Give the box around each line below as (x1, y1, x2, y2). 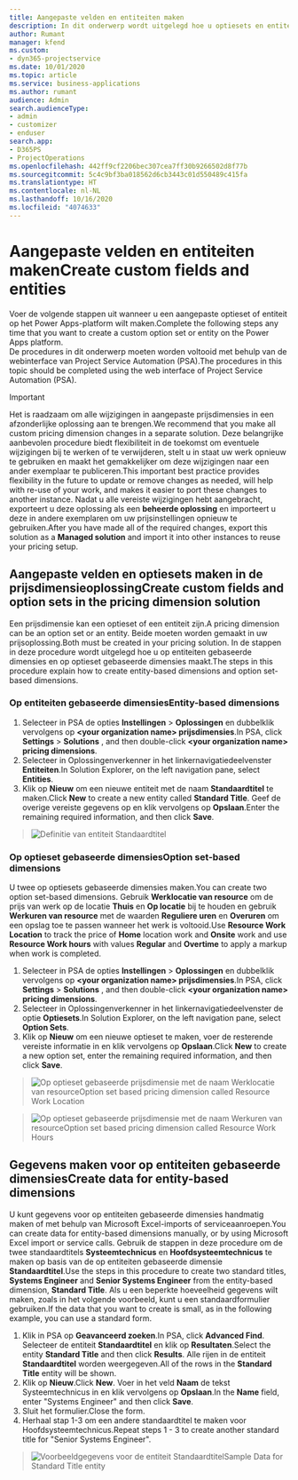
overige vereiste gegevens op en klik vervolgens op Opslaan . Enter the (21, 801, 280, 813)
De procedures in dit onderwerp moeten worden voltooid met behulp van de (9, 346, 287, 356)
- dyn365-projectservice (9, 54, 101, 63)
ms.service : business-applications (9, 79, 141, 88)
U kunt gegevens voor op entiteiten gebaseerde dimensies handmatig (9, 1209, 264, 1220)
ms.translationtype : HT (9, 179, 98, 187)
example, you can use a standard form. (9, 1312, 153, 1324)
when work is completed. (9, 948, 102, 959)
